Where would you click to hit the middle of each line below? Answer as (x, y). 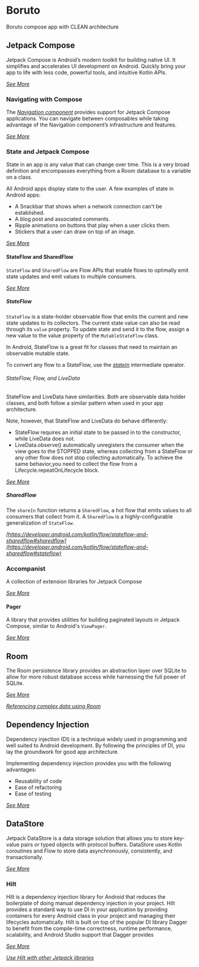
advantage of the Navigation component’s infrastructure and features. (91, 125)
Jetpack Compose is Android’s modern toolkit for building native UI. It (91, 59)
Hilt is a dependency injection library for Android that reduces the (86, 896)
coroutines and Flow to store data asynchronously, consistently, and (89, 851)
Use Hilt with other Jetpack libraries (50, 958)
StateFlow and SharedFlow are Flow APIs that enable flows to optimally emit (97, 270)
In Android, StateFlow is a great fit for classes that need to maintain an (92, 347)
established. (30, 213)
